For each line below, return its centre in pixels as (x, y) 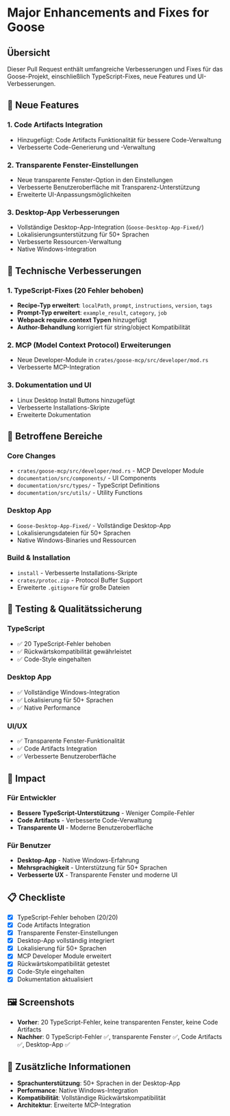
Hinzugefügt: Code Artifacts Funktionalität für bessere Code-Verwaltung (119, 139)
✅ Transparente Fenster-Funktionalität (71, 741)
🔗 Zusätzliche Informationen (69, 1067)
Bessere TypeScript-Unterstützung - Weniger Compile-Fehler (106, 813)
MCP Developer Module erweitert (64, 956)
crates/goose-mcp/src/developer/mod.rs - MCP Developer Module (110, 471)
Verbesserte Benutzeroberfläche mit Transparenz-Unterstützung (108, 187)
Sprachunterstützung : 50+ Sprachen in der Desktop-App (99, 1083)
